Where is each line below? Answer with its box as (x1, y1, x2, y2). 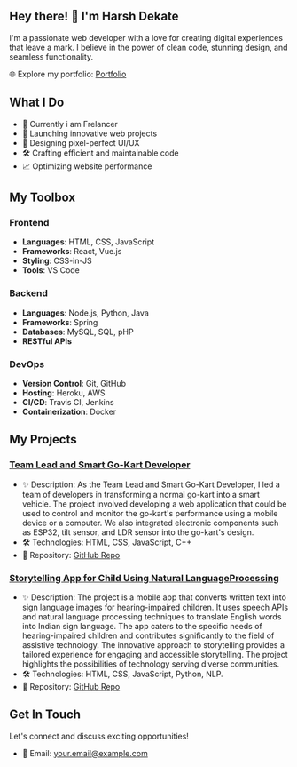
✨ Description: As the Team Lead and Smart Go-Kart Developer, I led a (21, 479, 281, 490)
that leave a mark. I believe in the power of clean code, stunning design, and (9, 42, 288, 52)
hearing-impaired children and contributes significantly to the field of (21, 630, 275, 641)
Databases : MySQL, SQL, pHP (21, 326, 135, 337)
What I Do (9, 95, 65, 110)
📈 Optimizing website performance (21, 161, 152, 172)
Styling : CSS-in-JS (21, 255, 93, 267)
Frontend (9, 216, 50, 228)
